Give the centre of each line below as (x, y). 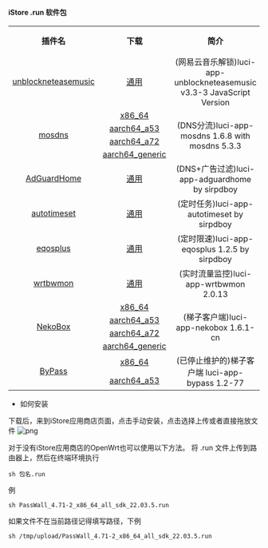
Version (215, 102)
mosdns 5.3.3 (215, 146)
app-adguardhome (215, 180)
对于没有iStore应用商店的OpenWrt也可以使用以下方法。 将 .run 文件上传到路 (133, 448)
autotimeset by (215, 214)
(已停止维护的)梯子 (211, 361)
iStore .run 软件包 (37, 12)
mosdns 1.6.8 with (216, 136)
